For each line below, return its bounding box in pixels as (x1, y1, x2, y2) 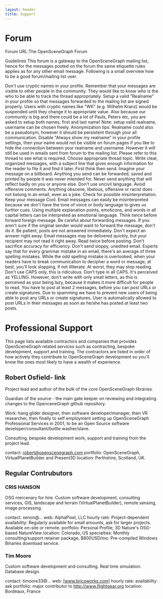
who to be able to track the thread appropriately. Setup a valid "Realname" (5, 93, 154, 99)
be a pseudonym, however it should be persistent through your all (5, 129, 137, 135)
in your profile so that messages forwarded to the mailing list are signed (5, 98, 149, 105)
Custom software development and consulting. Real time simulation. (5, 563, 142, 569)
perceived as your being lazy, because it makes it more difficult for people (5, 279, 154, 285)
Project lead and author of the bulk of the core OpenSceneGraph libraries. (5, 386, 153, 392)
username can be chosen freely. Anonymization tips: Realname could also (5, 125, 153, 130)
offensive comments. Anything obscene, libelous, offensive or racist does (5, 186, 152, 192)
